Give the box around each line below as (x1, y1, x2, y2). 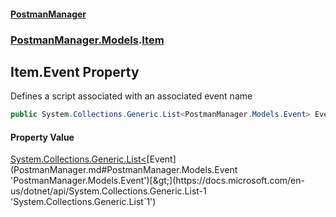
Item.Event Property (10, 63, 140, 80)
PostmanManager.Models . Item (10, 33, 165, 47)
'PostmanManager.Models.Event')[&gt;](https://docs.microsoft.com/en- (10, 175, 305, 187)
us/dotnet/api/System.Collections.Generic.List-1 (10, 185, 207, 197)
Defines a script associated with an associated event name (10, 90, 253, 102)
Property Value (10, 131, 75, 143)
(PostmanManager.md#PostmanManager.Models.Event (10, 164, 238, 176)
